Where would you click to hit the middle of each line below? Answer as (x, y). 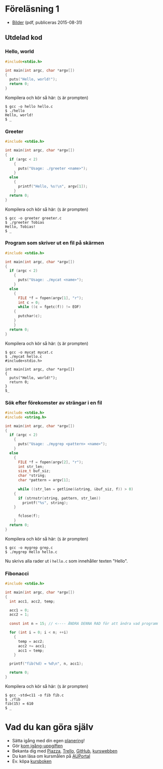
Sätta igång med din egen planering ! (48, 740)
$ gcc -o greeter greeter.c (33, 218)
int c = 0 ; (29, 302)
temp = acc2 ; (31, 641)
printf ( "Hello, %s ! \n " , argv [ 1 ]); (53, 186)
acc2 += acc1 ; (32, 646)
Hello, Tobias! (20, 227)
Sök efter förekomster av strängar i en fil (54, 402)
